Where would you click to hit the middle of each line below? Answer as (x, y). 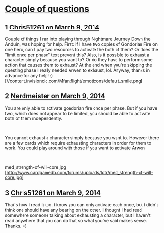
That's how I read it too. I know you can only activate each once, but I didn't (82, 204)
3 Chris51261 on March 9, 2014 (53, 193)
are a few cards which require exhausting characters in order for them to (78, 143)
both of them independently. (34, 118)
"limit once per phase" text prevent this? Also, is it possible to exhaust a (77, 55)
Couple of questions (47, 9)
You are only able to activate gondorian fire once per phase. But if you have (81, 108)
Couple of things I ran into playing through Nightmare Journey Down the (78, 39)
